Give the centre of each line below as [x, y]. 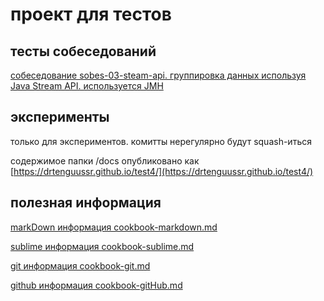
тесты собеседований [83, 51]
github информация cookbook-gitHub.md [96, 285]
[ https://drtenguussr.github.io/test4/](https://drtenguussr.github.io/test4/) [162, 171]
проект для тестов [91, 14]
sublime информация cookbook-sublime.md [102, 246]
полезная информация [86, 203]
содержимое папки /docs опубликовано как [105, 160]
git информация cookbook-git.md [80, 265]
